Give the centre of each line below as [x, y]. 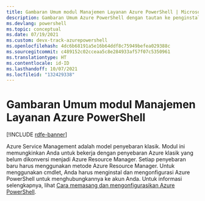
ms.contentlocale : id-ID [38, 63]
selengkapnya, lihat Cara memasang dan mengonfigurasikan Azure [91, 185]
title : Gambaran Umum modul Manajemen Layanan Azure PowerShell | [92, 12]
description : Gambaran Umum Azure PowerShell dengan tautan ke [88, 18]
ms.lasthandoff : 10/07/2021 [42, 69]
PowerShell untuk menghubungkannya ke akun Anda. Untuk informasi [94, 179]
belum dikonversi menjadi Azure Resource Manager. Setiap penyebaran [96, 159]
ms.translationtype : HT [37, 57]
